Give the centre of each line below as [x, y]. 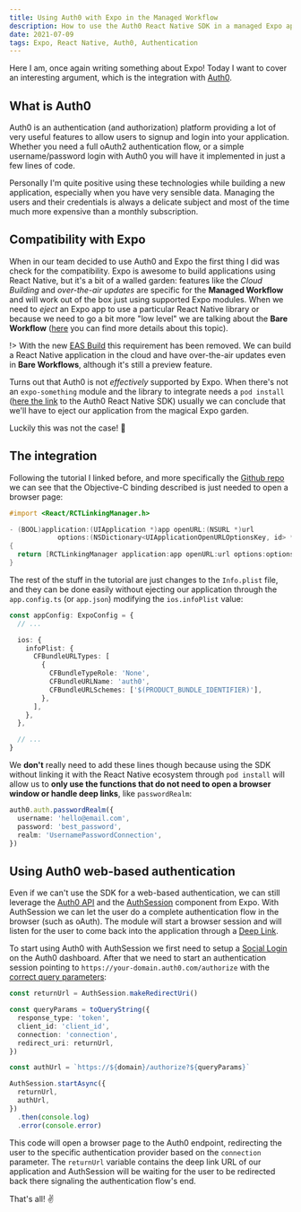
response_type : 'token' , [64, 1018]
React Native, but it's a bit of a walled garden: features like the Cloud [136, 280]
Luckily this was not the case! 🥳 [68, 428]
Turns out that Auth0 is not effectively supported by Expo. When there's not [149, 381]
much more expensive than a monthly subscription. [104, 212]
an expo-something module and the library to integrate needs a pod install [147, 391]
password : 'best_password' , [70, 826]
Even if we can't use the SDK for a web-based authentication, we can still [145, 893]
